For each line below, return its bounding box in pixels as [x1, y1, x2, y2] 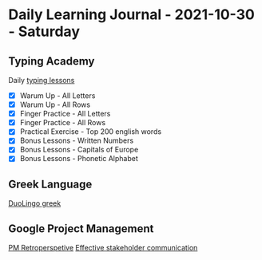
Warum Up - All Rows [19, 100, 90, 109]
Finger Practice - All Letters [19, 109, 111, 119]
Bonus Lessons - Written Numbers [19, 136, 134, 145]
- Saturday [8, 22, 81, 41]
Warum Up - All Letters [19, 91, 96, 100]
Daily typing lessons [8, 76, 75, 85]
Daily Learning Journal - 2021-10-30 [8, 6, 256, 24]
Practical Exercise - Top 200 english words [19, 127, 162, 136]
